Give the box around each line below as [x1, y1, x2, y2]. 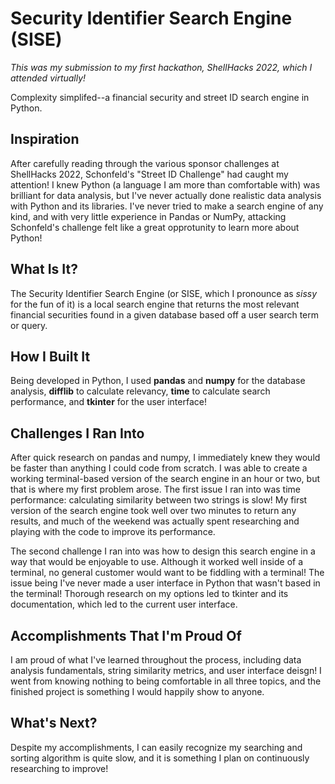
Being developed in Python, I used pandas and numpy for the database [10, 375, 306, 387]
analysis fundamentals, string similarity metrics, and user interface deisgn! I [10, 665, 322, 676]
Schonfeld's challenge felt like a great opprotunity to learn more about [10, 221, 300, 233]
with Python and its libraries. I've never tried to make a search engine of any [10, 200, 324, 212]
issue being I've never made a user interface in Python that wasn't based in [10, 577, 321, 589]
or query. [10, 319, 48, 331]
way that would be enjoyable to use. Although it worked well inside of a [10, 556, 304, 568]
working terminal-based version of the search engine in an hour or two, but [10, 473, 320, 485]
